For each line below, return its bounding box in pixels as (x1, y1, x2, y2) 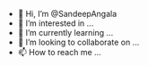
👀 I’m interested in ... (17, 18, 94, 29)
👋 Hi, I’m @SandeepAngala (17, 9, 118, 19)
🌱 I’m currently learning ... (17, 28, 114, 37)
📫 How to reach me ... (17, 47, 101, 57)
